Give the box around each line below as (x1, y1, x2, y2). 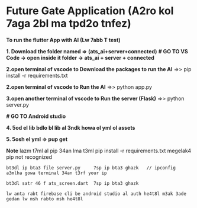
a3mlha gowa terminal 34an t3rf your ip (6, 170, 108, 176)
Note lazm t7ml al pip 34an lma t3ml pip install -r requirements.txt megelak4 (6, 147, 191, 154)
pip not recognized (6, 153, 52, 161)
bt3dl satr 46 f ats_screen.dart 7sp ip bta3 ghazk (6, 180, 139, 186)
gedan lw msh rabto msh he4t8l (6, 196, 83, 202)
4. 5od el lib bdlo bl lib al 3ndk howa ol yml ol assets (6, 124, 135, 131)
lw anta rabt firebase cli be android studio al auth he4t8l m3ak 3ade (6, 191, 186, 197)
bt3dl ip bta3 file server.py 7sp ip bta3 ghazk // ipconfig (6, 165, 176, 171)
